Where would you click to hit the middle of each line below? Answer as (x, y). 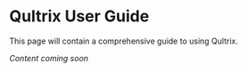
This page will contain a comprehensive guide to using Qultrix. (124, 41)
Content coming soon (49, 58)
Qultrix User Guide (79, 16)
